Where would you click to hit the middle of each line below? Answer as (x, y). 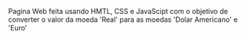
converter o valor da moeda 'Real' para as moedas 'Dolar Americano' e (123, 19)
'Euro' (18, 28)
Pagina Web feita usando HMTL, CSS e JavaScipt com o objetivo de (118, 11)
